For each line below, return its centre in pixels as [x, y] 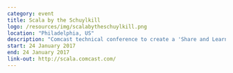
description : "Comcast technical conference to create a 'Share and [108, 40]
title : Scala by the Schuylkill [54, 20]
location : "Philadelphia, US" [51, 33]
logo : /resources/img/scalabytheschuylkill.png [77, 26]
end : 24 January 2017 [38, 53]
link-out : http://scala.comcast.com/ [62, 59]
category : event [31, 14]
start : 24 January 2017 [42, 46]
